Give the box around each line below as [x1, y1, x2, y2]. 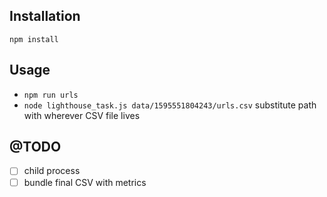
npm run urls [23, 90, 79, 100]
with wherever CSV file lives [23, 109, 141, 121]
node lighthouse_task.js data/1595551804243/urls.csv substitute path [23, 99, 317, 111]
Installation [9, 8, 81, 25]
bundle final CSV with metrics [23, 176, 147, 188]
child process [23, 165, 81, 177]
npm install [9, 34, 59, 44]
